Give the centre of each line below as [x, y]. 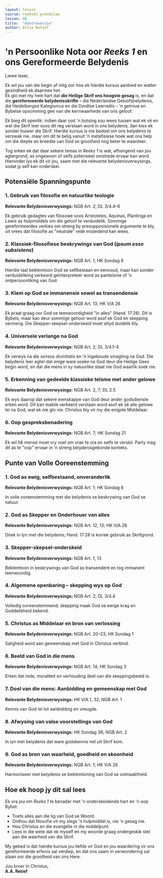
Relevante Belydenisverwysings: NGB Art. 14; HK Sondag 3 [66, 667]
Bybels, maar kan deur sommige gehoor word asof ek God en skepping [76, 318]
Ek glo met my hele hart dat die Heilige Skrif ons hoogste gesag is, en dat [80, 96]
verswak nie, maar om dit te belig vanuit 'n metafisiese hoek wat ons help [79, 136]
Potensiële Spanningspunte [48, 182]
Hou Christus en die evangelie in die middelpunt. [61, 827]
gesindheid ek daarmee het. [33, 90]
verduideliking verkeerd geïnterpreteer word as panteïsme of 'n [69, 275]
